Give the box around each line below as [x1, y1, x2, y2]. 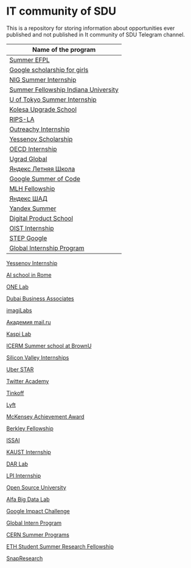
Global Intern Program [6, 519, 62, 527]
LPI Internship [6, 472, 41, 479]
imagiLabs [6, 307, 32, 314]
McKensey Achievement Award [6, 413, 85, 420]
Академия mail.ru [6, 318, 51, 325]
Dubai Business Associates [6, 294, 74, 302]
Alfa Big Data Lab [6, 495, 50, 503]
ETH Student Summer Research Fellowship [6, 542, 114, 550]
